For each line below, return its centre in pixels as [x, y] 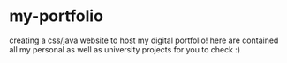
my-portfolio [57, 16]
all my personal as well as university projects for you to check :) [125, 49]
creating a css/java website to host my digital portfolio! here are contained [144, 40]
